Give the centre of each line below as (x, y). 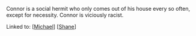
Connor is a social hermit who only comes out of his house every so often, (98, 9)
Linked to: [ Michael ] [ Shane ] (41, 27)
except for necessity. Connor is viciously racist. (65, 15)
